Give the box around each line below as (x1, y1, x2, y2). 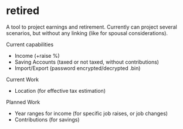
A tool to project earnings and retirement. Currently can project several (6, 23, 177, 30)
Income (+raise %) (14, 52, 60, 59)
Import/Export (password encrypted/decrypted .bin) (14, 64, 141, 71)
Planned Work (6, 98, 40, 106)
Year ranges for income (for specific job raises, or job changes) (14, 110, 168, 117)
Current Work (6, 76, 39, 83)
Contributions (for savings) (14, 116, 80, 123)
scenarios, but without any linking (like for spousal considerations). (6, 29, 168, 36)
